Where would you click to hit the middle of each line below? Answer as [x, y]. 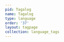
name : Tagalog [19, 14]
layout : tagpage [21, 28]
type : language [20, 18]
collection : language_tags [32, 32]
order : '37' [17, 23]
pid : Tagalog [18, 9]
